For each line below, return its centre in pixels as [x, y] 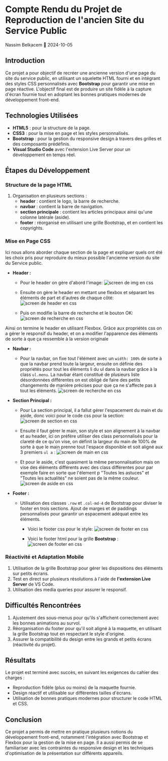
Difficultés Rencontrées [43, 606]
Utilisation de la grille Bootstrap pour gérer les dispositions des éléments [88, 568]
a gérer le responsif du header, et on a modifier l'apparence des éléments [81, 333]
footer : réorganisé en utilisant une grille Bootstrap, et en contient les [92, 223]
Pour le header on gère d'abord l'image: [61, 282]
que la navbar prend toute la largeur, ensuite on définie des [81, 364]
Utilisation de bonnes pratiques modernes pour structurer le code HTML [87, 698]
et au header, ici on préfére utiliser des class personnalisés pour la [89, 436]
